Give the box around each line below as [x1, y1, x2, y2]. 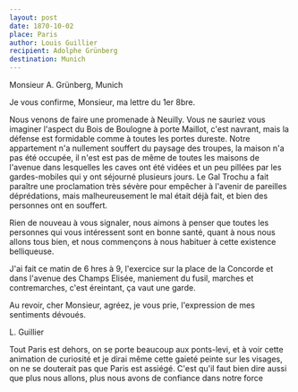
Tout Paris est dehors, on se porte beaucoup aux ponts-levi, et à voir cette [9, 344, 284, 354]
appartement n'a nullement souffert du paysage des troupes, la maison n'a [9, 143, 285, 153]
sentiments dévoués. [9, 309, 87, 319]
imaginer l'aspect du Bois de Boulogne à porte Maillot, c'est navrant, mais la [9, 124, 289, 135]
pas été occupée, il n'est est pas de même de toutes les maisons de [9, 152, 260, 162]
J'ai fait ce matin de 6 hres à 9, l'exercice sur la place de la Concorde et [9, 264, 274, 274]
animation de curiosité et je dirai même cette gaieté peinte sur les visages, [9, 353, 284, 364]
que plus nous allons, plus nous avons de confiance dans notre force [9, 373, 264, 383]
